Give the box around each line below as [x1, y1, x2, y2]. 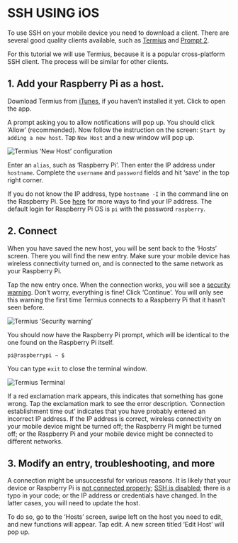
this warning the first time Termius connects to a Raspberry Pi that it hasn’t [7, 295, 225, 304]
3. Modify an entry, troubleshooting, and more [7, 457, 215, 469]
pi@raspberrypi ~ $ [7, 351, 65, 359]
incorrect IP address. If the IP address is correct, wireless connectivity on [7, 414, 222, 423]
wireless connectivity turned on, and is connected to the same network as [7, 259, 224, 268]
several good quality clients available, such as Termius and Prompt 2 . [7, 35, 210, 44]
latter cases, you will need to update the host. [7, 499, 140, 508]
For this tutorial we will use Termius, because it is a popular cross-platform [7, 50, 225, 58]
